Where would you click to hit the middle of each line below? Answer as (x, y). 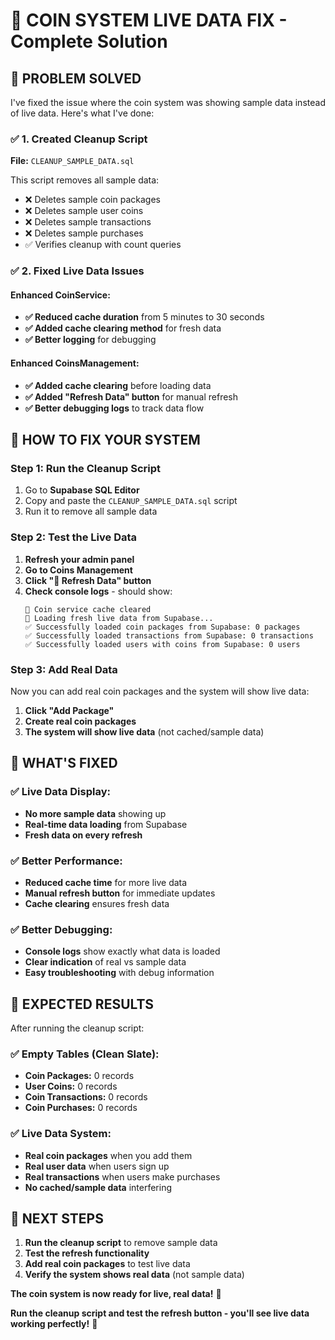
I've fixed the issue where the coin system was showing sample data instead (168, 102)
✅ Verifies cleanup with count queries (103, 245)
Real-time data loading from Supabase (106, 824)
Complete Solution (89, 41)
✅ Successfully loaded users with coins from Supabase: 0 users (162, 644)
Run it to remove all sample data (91, 511)
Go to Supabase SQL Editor (82, 490)
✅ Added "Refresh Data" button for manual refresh (131, 396)
